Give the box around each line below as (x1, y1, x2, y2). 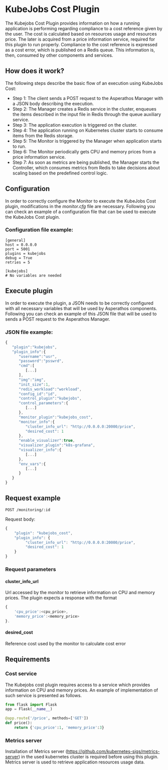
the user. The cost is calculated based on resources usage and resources (5, 31, 157, 37)
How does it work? (5, 67, 65, 75)
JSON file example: (5, 328, 53, 335)
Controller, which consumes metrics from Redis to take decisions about (12, 164, 160, 170)
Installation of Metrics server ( (5, 748, 68, 754)
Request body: (5, 516, 36, 522)
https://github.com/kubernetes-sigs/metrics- (67, 748, 160, 754)
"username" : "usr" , (18, 354, 57, 359)
